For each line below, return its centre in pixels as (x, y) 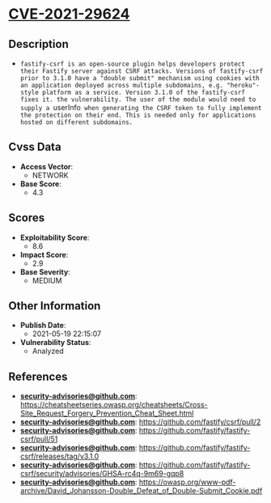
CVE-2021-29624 (69, 14)
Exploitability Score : (55, 237)
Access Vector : (47, 166)
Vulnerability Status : (55, 343)
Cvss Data (35, 147)
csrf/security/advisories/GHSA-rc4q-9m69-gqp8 (102, 474)
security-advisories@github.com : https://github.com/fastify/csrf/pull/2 (140, 422)
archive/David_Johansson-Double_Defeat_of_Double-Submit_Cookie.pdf (141, 491)
